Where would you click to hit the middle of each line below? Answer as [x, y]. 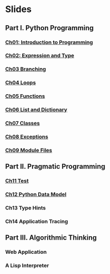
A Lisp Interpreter [27, 265]
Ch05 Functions [25, 96]
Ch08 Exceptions [27, 136]
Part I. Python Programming [49, 28]
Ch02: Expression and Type [40, 55]
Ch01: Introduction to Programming [49, 42]
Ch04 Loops [21, 83]
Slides [18, 9]
